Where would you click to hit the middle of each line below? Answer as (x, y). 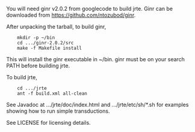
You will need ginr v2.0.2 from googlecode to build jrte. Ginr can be (90, 9)
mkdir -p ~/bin (36, 38)
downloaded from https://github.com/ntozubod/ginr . (71, 15)
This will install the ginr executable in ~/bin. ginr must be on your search (96, 59)
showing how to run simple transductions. (58, 111)
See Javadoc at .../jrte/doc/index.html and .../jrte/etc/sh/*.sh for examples (97, 105)
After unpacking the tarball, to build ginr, (56, 27)
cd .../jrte (32, 88)
